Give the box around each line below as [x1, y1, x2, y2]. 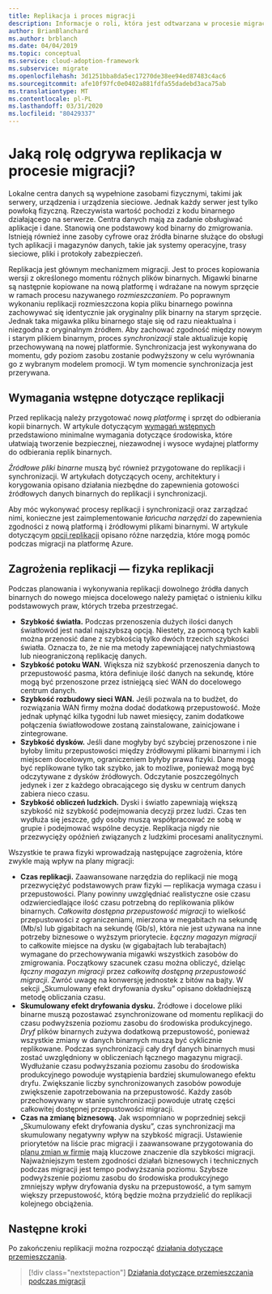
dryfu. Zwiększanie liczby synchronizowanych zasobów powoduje [19, 1078, 241, 1088]
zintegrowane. [19, 728, 69, 738]
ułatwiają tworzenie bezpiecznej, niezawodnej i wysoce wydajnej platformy [8, 438, 259, 448]
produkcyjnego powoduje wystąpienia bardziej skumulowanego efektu [19, 1070, 257, 1079]
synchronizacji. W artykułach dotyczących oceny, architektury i [8, 471, 220, 481]
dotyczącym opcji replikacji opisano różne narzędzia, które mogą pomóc [8, 530, 251, 539]
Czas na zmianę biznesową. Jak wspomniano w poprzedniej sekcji [19, 1113, 246, 1122]
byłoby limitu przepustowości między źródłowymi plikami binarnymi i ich [19, 746, 261, 756]
